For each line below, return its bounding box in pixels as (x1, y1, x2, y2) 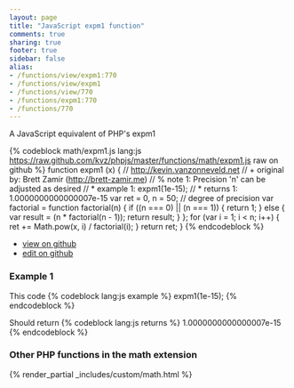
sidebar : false (9, 54, 66, 63)
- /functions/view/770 (9, 87, 93, 96)
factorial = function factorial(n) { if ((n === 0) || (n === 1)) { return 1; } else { (9, 202, 286, 214)
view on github (21, 238, 77, 249)
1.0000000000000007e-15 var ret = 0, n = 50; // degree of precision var (9, 193, 274, 204)
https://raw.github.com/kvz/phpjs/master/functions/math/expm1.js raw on (9, 155, 279, 166)
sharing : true (9, 37, 62, 47)
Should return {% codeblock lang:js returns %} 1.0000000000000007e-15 (9, 317, 282, 327)
